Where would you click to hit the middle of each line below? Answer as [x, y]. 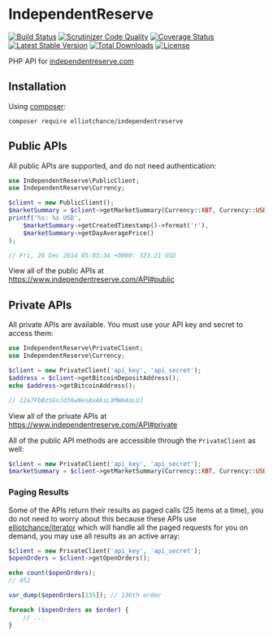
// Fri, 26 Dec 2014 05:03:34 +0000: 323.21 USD [92, 255]
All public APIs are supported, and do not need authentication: [113, 166]
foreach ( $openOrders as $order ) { [69, 610]
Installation [37, 87]
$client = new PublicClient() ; [61, 203]
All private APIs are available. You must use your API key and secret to [126, 325]
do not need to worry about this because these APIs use [103, 518]
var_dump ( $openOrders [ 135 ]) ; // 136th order [85, 596]
